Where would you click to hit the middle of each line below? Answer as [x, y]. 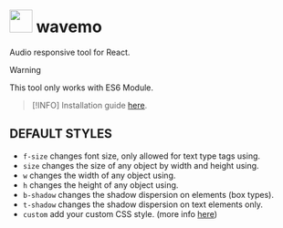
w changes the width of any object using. [99, 175]
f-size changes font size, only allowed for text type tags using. [141, 156]
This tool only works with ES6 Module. [81, 88]
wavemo [69, 27]
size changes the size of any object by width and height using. [141, 165]
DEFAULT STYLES [61, 134]
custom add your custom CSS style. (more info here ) [120, 213]
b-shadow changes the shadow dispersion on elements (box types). [148, 194]
